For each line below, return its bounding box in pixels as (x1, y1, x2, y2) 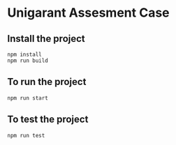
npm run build (7, 57, 49, 64)
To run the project (7, 76, 87, 88)
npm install (7, 51, 42, 58)
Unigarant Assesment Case (7, 5, 170, 21)
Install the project (7, 33, 85, 45)
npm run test (7, 132, 45, 139)
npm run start (7, 94, 49, 102)
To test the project (7, 114, 89, 125)
